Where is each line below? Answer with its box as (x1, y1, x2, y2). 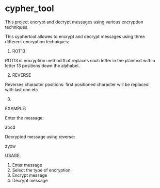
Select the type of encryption (12, 167, 71, 173)
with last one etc (5, 86, 38, 92)
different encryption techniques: (5, 38, 69, 44)
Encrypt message (12, 172, 48, 178)
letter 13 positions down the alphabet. (5, 63, 80, 68)
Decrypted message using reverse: (5, 134, 75, 139)
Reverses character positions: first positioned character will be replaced (5, 81, 149, 87)
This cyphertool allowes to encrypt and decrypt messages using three (5, 34, 145, 39)
